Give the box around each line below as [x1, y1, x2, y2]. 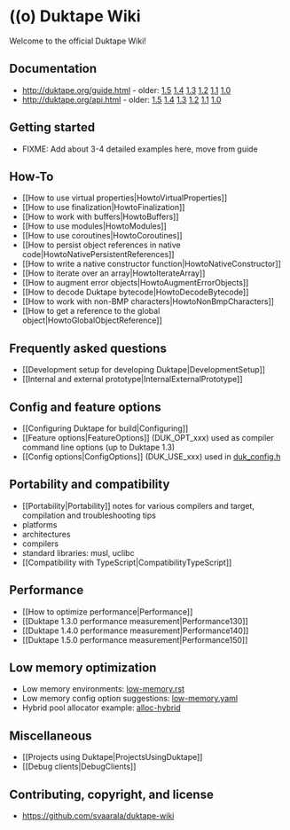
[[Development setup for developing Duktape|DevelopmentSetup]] [21, 364, 266, 375]
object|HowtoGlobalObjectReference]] [21, 315, 162, 325]
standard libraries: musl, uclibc [21, 547, 135, 558]
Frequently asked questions [9, 341, 167, 356]
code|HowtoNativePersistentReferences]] [21, 249, 175, 260]
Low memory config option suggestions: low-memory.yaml [21, 693, 238, 704]
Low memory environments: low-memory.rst [21, 684, 184, 694]
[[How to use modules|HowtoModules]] [21, 221, 167, 231]
